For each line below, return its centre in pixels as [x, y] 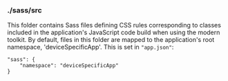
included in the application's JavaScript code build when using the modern [114, 32]
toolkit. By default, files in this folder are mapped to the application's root [111, 40]
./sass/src [25, 10]
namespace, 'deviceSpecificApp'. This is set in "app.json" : [91, 47]
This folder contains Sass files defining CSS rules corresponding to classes [114, 25]
